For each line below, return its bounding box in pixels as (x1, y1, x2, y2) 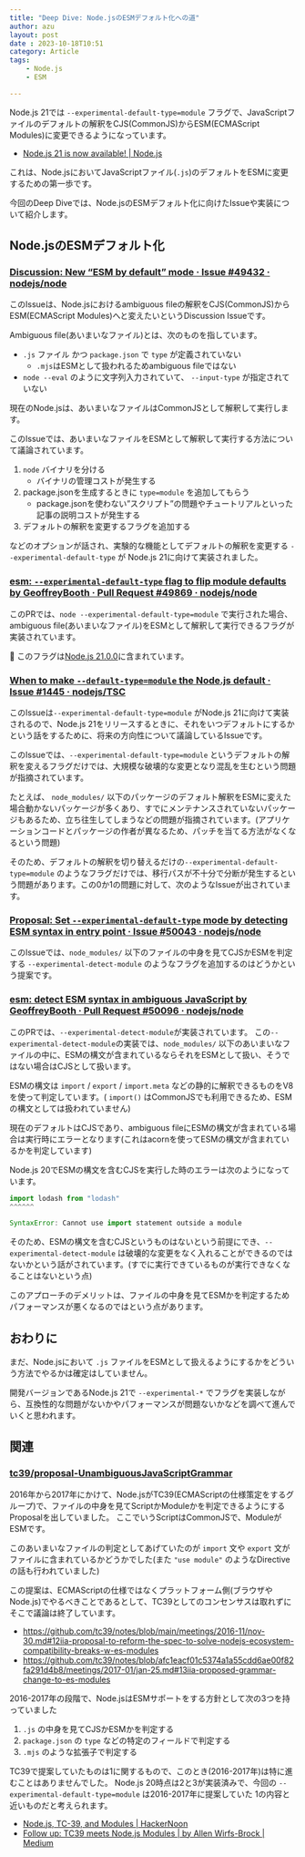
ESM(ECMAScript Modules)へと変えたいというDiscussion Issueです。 (9, 311, 270, 322)
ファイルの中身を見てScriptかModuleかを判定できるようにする (51, 1500, 285, 1511)
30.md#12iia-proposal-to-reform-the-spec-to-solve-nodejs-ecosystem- (22, 1635, 294, 1646)
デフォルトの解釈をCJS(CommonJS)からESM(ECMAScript (40, 118, 260, 128)
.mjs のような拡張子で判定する (22, 1746, 138, 1757)
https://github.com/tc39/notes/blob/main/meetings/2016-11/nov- (22, 1626, 266, 1636)
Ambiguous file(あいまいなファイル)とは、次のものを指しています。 (9, 330, 262, 341)
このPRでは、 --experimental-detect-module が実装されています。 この (9, 1026, 271, 1037)
